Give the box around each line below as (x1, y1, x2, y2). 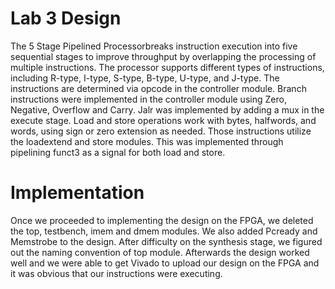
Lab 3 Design (10, 7, 122, 30)
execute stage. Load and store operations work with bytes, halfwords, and (10, 114, 317, 126)
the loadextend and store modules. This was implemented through (10, 135, 284, 147)
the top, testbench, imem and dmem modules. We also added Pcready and (10, 225, 318, 237)
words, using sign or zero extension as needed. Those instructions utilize (10, 125, 312, 137)
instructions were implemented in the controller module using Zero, (10, 93, 287, 105)
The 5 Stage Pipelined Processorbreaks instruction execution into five (10, 40, 298, 52)
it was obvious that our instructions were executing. (10, 267, 223, 279)
